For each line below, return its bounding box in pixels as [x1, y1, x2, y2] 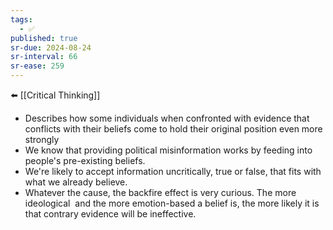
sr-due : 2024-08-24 [10, 42, 92, 53]
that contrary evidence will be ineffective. [24, 208, 197, 220]
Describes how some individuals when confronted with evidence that [24, 112, 310, 124]
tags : [10, 14, 33, 25]
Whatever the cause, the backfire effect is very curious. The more [24, 187, 297, 198]
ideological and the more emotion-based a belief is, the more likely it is [24, 197, 320, 209]
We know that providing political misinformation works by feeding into [24, 144, 313, 156]
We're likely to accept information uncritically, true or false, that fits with [24, 166, 322, 177]
